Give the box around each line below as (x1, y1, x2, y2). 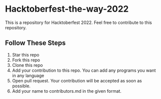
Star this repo (12, 52, 40, 58)
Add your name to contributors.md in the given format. (12, 88, 122, 94)
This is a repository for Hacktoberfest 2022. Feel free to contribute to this (5, 20, 152, 25)
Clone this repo (12, 62, 43, 68)
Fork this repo (12, 57, 40, 63)
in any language (12, 72, 45, 79)
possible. (12, 83, 31, 89)
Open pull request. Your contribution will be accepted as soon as (12, 78, 142, 83)
